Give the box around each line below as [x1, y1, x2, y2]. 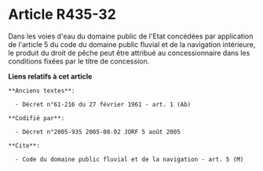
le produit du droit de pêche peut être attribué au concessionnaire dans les [8, 48, 250, 57]
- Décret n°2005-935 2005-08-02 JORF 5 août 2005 [15, 128, 181, 136]
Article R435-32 [8, 5, 116, 24]
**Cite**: [8, 141, 41, 150]
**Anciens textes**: [8, 86, 76, 95]
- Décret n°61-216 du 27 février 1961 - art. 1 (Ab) [15, 100, 192, 108]
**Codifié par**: [8, 114, 65, 122]
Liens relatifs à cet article [8, 71, 93, 81]
